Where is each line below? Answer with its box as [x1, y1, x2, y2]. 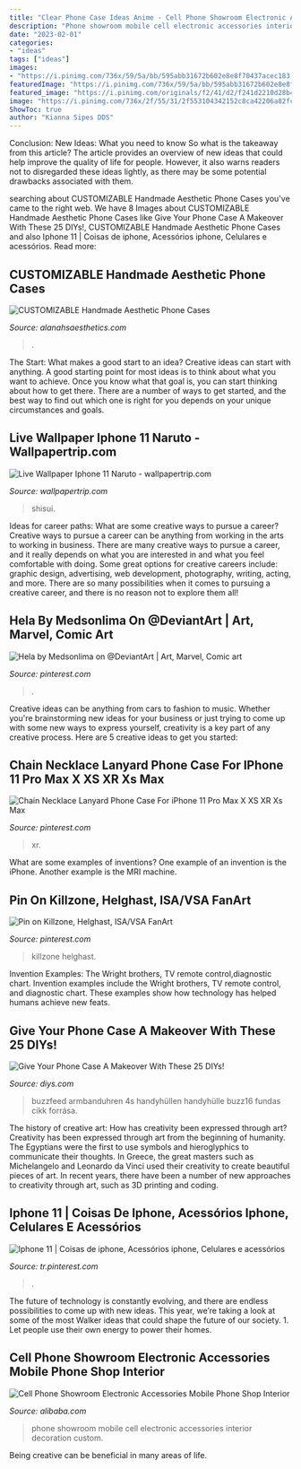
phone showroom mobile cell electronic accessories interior [30, 1422, 253, 1433]
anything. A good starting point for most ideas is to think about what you [9, 366, 276, 377]
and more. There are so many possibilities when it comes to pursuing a [9, 578, 271, 588]
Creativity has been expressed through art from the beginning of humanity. [9, 1132, 287, 1143]
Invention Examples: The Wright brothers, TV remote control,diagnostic [9, 969, 272, 979]
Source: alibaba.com [9, 1405, 87, 1416]
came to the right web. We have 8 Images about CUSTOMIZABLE [9, 203, 250, 213]
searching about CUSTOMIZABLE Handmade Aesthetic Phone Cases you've [9, 194, 291, 204]
